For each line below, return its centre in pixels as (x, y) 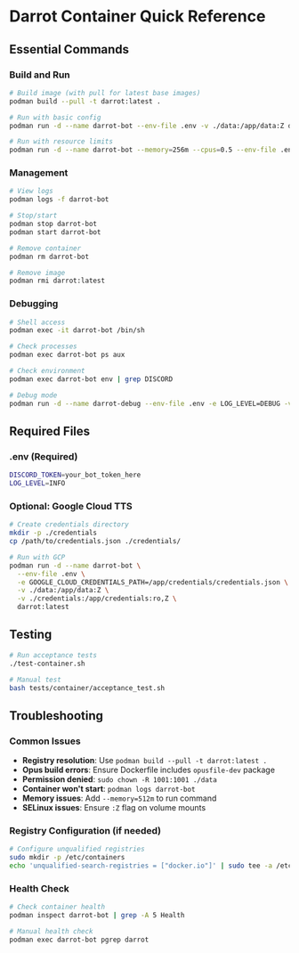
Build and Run (40, 75)
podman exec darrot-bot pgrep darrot (79, 940)
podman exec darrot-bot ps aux (67, 355)
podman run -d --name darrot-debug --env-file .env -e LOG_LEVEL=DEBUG (145, 403)
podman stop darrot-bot (53, 224)
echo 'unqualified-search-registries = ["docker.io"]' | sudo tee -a (141, 866)
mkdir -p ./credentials (53, 533)
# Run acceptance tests (53, 655)
